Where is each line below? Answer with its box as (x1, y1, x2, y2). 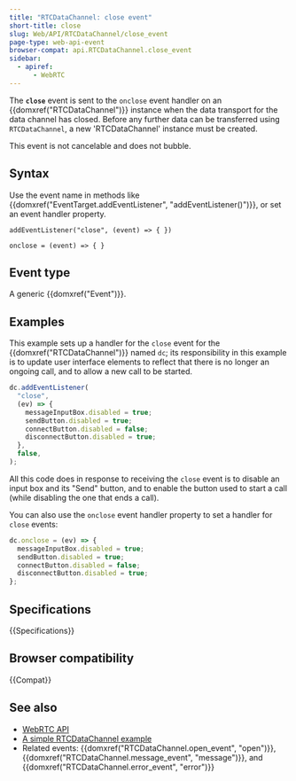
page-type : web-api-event (9, 37, 105, 47)
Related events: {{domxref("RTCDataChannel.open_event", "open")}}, (21, 742, 277, 754)
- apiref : (17, 63, 53, 72)
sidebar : (9, 54, 42, 63)
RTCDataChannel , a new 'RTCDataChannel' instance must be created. (9, 123, 259, 134)
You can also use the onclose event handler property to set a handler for (9, 509, 273, 519)
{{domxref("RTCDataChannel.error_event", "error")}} (21, 761, 215, 772)
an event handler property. (9, 208, 106, 219)
